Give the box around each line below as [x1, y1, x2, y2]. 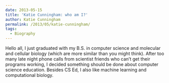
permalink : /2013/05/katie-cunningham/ [5, 21, 91, 27]
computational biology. [5, 72, 54, 78]
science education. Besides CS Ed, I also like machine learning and [5, 67, 147, 73]
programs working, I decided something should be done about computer [5, 62, 159, 67]
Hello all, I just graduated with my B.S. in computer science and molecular [5, 45, 161, 51]
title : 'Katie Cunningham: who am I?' [5, 12, 88, 17]
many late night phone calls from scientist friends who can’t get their [5, 56, 151, 62]
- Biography [10, 31, 36, 36]
